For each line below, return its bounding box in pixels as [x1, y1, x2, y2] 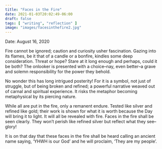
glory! [5, 124, 17, 130]
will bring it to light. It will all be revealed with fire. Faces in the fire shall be [5, 113, 154, 119]
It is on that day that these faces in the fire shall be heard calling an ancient [5, 133, 156, 139]
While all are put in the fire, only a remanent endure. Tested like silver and [5, 103, 152, 109]
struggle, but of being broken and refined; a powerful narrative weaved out [5, 83, 155, 89]
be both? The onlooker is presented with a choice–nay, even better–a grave [5, 64, 156, 70]
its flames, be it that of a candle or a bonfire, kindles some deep [5, 53, 133, 59]
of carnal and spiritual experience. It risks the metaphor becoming [5, 89, 138, 94]
